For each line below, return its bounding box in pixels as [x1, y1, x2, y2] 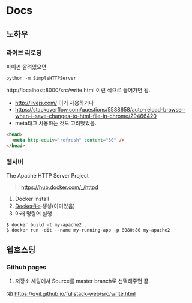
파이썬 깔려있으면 [6, 63, 47, 70]
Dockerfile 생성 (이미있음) [14, 202, 75, 209]
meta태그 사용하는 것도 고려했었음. [14, 119, 97, 127]
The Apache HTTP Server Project [6, 172, 89, 179]
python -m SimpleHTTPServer [6, 75, 77, 81]
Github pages [6, 263, 47, 272]
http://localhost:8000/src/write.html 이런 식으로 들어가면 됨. [6, 86, 151, 94]
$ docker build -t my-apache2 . [6, 221, 87, 228]
